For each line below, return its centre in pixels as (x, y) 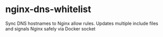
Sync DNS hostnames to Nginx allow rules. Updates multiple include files (82, 23)
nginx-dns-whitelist (48, 9)
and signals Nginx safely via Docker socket (50, 28)
